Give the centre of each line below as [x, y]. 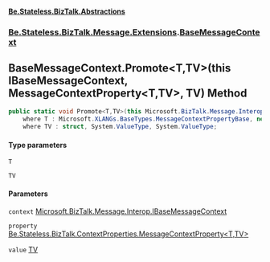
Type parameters [38, 145]
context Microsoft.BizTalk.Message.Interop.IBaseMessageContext [118, 211]
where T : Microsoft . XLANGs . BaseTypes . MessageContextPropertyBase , [138, 119]
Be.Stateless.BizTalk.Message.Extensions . [94, 32]
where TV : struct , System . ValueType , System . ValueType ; [120, 127]
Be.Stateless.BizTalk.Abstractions [67, 11]
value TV [23, 250]
